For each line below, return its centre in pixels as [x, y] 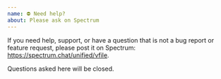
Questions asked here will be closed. [61, 69]
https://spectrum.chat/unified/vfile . [58, 55]
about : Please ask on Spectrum [53, 20]
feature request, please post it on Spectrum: [72, 48]
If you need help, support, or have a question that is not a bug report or [110, 40]
